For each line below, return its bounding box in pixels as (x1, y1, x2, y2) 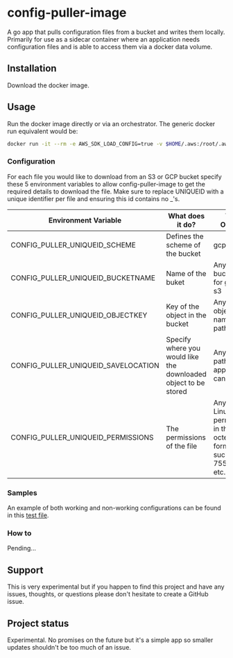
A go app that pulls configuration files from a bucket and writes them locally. (7, 28, 225, 36)
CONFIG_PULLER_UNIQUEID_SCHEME (10, 240, 137, 250)
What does (167, 211, 205, 220)
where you (166, 343, 201, 353)
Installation (7, 62, 57, 74)
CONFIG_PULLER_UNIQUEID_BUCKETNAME (10, 272, 156, 282)
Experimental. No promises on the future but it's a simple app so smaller (7, 636, 214, 644)
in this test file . (7, 511, 49, 519)
